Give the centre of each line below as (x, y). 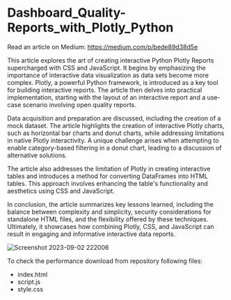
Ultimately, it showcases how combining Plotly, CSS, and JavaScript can (111, 226)
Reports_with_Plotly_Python (90, 27)
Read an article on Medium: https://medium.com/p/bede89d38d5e (103, 47)
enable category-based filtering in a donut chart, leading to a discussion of (114, 148)
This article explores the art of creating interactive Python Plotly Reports (111, 60)
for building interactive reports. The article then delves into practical (105, 90)
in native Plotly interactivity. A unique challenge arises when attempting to (113, 140)
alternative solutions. (37, 155)
